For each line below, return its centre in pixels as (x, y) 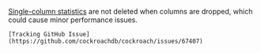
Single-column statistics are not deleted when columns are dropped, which (130, 11)
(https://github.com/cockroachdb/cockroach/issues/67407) (106, 41)
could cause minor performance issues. (73, 20)
